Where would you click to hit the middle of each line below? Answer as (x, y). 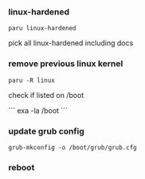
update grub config (47, 131)
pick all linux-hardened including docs (71, 43)
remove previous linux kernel (66, 64)
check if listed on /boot (46, 95)
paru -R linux (32, 80)
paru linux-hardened (43, 29)
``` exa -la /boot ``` (38, 111)
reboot (22, 167)
